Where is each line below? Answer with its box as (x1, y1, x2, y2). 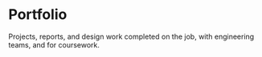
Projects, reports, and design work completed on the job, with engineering (8, 32, 255, 41)
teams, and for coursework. (8, 40, 100, 49)
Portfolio (8, 6, 68, 24)
